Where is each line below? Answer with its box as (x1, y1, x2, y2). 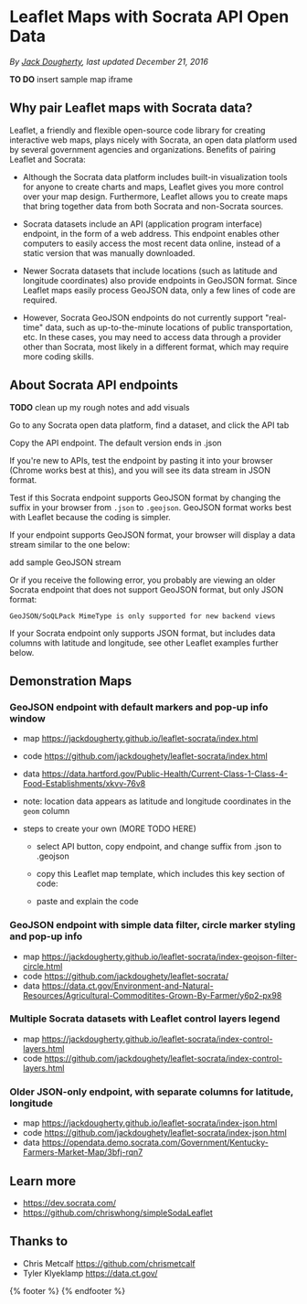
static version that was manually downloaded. (22, 247, 196, 258)
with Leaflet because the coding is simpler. (9, 511, 171, 522)
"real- (264, 312, 288, 323)
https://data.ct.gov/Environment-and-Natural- (41, 980, 214, 991)
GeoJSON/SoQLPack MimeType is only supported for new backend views (9, 611, 276, 621)
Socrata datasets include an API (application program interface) (22, 218, 263, 230)
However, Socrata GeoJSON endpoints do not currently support (22, 312, 263, 323)
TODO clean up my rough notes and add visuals (9, 401, 190, 412)
